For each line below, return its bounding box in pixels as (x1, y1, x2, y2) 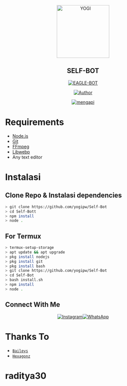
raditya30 (5, 370, 47, 382)
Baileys (12, 348, 28, 353)
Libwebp (12, 149, 30, 154)
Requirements (5, 117, 64, 128)
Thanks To (5, 331, 49, 342)
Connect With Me (5, 301, 60, 309)
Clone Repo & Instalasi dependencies (5, 191, 122, 200)
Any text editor (12, 154, 43, 160)
